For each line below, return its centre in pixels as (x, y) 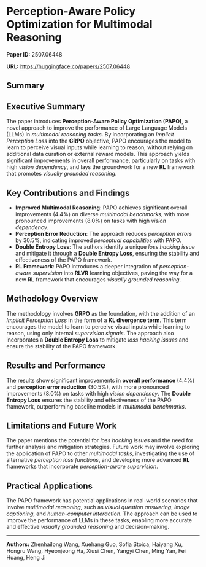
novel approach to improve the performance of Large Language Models (97, 128)
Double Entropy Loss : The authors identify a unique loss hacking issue (105, 246)
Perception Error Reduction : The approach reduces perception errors (104, 233)
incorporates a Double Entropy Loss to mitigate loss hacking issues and (97, 340)
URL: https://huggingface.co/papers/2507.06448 (68, 66)
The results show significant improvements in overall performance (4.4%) (101, 380)
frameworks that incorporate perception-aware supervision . (82, 467)
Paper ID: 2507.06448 (34, 54)
